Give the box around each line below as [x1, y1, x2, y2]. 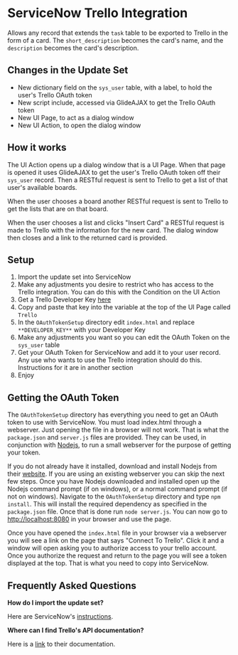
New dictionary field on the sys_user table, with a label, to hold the [17, 83, 212, 92]
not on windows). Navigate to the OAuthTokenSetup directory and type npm [7, 492, 221, 501]
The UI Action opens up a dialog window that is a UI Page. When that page [7, 160, 226, 169]
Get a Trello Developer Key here [17, 295, 112, 304]
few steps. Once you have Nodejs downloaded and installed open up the [7, 477, 220, 486]
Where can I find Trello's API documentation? [7, 626, 144, 634]
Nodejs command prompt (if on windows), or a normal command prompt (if [7, 485, 227, 494]
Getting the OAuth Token [7, 391, 119, 403]
